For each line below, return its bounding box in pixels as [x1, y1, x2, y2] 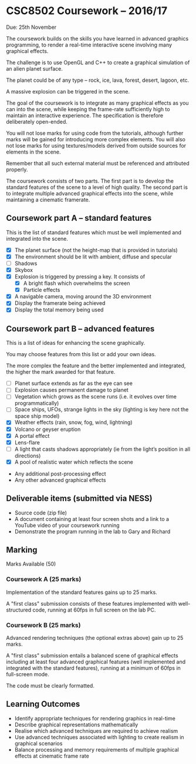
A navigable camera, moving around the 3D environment [14, 293, 151, 300]
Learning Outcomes [6, 699, 80, 709]
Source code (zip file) [14, 509, 67, 516]
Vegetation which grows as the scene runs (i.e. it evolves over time [14, 393, 177, 400]
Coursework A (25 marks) [6, 575, 82, 583]
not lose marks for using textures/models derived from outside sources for [6, 142, 187, 149]
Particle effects [23, 287, 60, 294]
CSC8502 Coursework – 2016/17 [6, 4, 168, 18]
